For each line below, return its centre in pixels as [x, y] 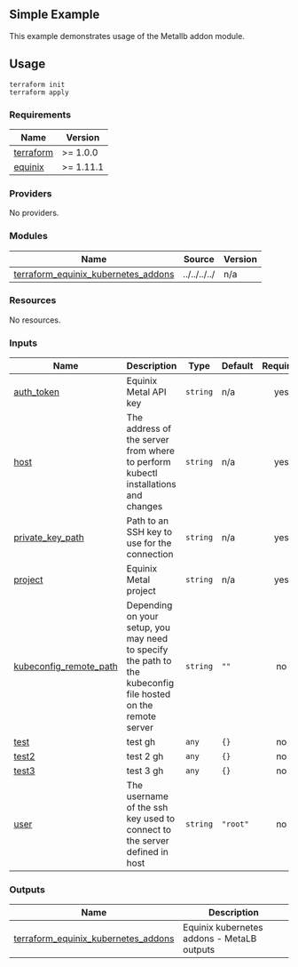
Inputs [24, 343]
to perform [149, 462]
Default [237, 366]
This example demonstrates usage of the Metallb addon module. [127, 36]
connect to [149, 830]
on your [142, 617]
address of [149, 428]
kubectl [142, 473]
